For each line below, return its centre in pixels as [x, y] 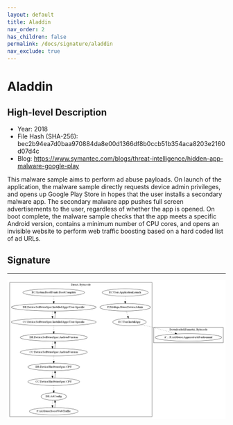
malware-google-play [48, 166]
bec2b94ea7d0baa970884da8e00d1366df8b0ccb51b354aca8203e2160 [121, 144]
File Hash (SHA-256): [48, 136]
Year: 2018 [33, 129]
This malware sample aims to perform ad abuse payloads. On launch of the [114, 179]
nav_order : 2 [26, 29]
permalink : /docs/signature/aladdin [60, 44]
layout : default [31, 15]
